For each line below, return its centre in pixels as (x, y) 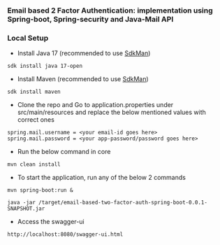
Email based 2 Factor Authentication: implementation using (110, 10)
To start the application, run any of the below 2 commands (102, 178)
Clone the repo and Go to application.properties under (95, 105)
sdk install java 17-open (45, 66)
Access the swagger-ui (51, 222)
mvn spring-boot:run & (40, 190)
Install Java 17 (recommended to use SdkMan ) (84, 53)
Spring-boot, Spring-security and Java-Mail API (90, 19)
